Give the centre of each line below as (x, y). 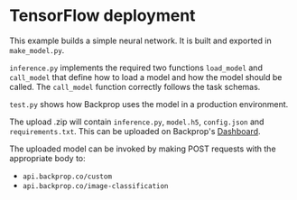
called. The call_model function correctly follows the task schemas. (135, 86)
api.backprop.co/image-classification (95, 186)
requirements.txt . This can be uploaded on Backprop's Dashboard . (135, 131)
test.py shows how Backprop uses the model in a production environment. (149, 104)
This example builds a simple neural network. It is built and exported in (141, 41)
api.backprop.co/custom (67, 177)
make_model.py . (37, 50)
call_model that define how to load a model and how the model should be (146, 77)
